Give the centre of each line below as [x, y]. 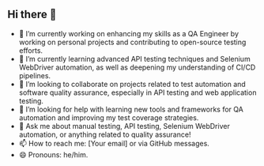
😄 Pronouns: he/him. [53, 154]
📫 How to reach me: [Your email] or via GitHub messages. [114, 143]
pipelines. [35, 75]
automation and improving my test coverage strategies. [109, 117]
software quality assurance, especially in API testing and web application [138, 92]
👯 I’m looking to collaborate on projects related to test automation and [132, 84]
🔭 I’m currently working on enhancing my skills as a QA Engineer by [128, 33]
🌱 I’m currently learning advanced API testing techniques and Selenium [134, 58]
